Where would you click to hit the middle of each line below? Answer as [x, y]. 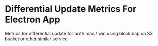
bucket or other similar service [36, 39]
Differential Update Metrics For [71, 9]
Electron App [33, 20]
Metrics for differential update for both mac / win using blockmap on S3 [79, 33]
